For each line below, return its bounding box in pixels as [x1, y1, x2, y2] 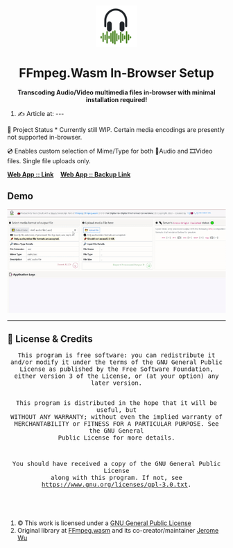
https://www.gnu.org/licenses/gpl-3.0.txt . [41, 481, 192, 489]
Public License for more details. [58, 434, 175, 442]
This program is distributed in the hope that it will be [16, 399, 217, 407]
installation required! [85, 95, 148, 103]
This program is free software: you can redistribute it [17, 351, 216, 359]
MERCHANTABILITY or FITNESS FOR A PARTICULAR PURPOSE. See [13, 420, 219, 428]
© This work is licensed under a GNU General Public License [17, 519, 192, 527]
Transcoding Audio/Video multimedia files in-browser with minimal [17, 88, 216, 97]
